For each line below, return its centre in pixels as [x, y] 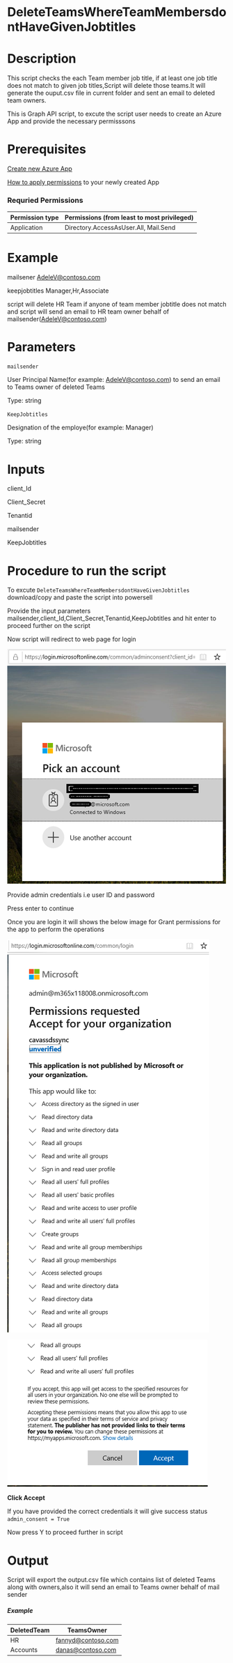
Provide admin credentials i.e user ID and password [81, 895]
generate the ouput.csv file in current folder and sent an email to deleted [111, 93]
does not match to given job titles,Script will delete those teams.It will [106, 86]
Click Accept [26, 1498]
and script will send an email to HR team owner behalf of [88, 312]
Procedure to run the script [87, 570]
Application [26, 228]
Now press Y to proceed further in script [65, 1532]
